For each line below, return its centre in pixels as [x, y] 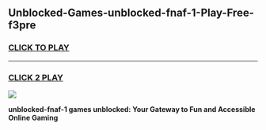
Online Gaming [33, 117]
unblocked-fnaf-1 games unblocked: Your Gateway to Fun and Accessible [132, 109]
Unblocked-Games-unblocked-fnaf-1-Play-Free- [131, 13]
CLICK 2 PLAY [36, 77]
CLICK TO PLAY [39, 48]
